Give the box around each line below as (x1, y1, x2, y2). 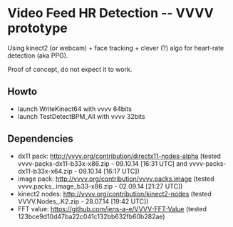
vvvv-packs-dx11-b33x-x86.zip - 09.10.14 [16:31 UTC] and (17, 159, 187, 168)
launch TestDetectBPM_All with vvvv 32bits (17, 112, 145, 120)
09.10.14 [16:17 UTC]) (78, 167, 140, 175)
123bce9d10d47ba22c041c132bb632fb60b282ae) (17, 212, 165, 221)
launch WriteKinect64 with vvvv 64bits (17, 105, 132, 113)
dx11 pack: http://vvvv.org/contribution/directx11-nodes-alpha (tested (17, 152, 221, 160)
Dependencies (7, 133, 73, 145)
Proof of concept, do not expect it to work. (7, 65, 133, 73)
